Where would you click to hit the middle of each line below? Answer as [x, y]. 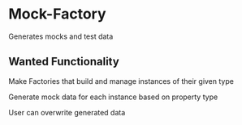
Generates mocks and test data [61, 36]
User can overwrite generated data [67, 112]
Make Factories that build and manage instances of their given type [121, 81]
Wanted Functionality [64, 62]
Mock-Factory [58, 14]
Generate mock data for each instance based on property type [113, 97]
